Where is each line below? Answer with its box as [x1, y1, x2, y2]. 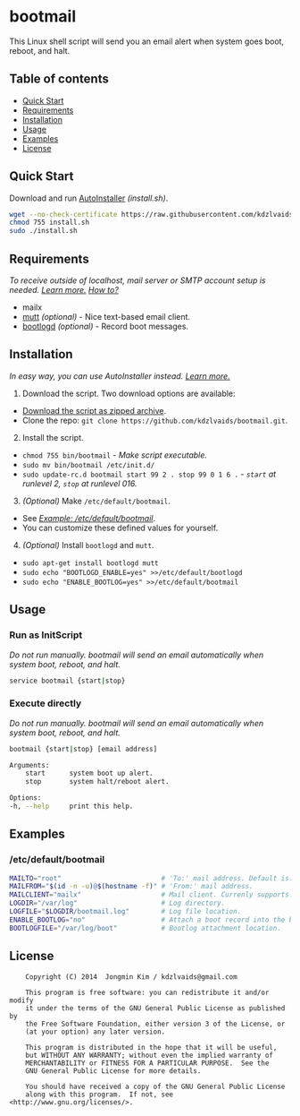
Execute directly [9, 697, 82, 709]
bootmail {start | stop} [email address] [9, 744, 158, 753]
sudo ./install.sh [9, 227, 78, 236]
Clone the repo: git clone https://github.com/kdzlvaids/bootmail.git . [21, 415, 288, 425]
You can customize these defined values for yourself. [21, 522, 219, 533]
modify [9, 996, 34, 1005]
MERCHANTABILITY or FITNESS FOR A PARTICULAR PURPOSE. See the [25, 1059, 270, 1068]
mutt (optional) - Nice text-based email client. [21, 312, 190, 322]
